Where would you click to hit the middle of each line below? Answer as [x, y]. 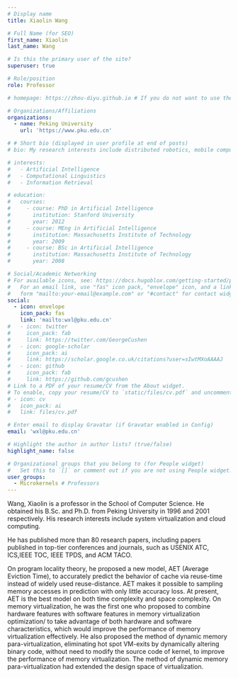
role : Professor [31, 85]
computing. [24, 526]
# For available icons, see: [50, 281]
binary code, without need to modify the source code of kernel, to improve [116, 652]
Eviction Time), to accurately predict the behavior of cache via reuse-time [115, 576]
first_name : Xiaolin [38, 40]
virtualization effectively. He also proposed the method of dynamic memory [118, 637]
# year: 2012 [36, 221]
